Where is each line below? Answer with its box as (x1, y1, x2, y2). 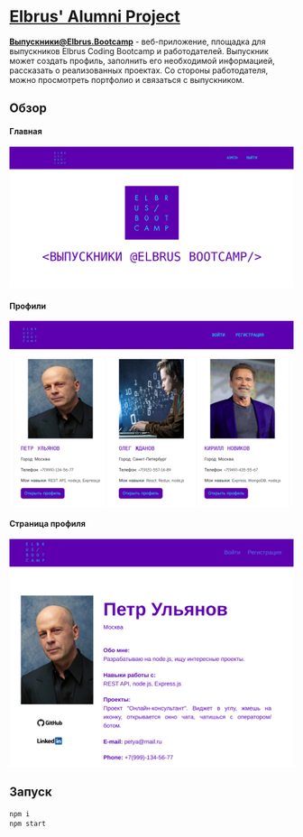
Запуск (9, 785, 52, 800)
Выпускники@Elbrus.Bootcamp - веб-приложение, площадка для (9, 36, 266, 47)
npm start (9, 819, 47, 828)
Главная (9, 125, 42, 136)
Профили (9, 300, 47, 311)
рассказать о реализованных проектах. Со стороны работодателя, (9, 65, 269, 76)
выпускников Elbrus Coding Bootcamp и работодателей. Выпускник (9, 45, 269, 56)
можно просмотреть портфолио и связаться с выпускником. (9, 74, 245, 85)
